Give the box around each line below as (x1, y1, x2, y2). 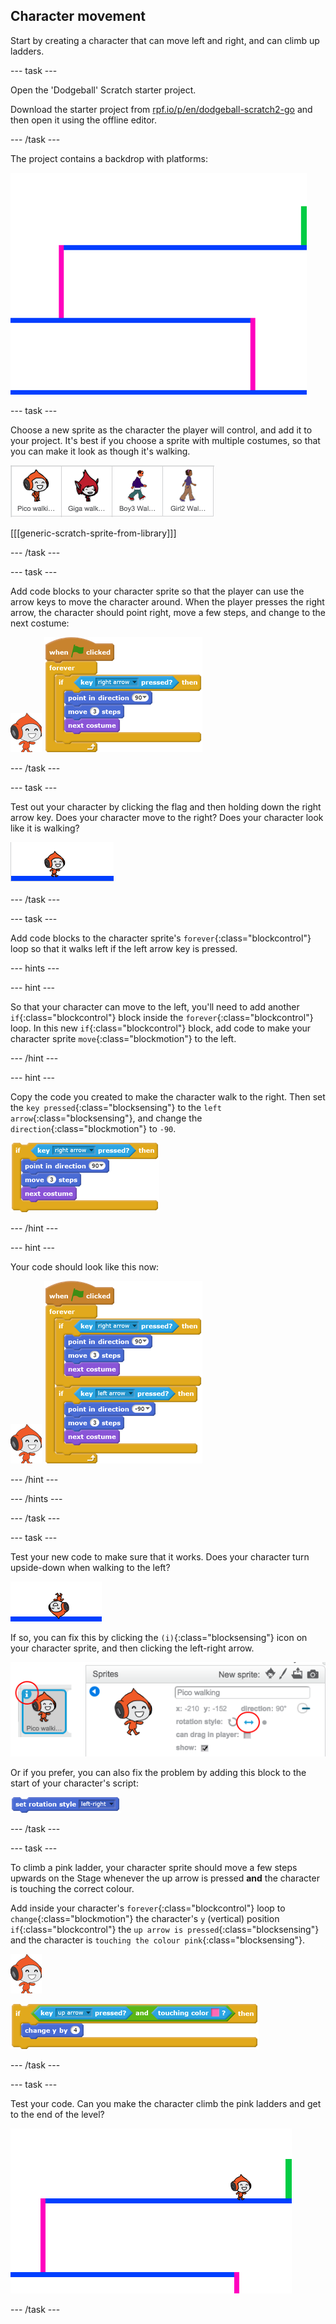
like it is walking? (10, 822, 80, 834)
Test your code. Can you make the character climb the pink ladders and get (10, 2098, 322, 2110)
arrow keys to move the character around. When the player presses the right (10, 595, 325, 608)
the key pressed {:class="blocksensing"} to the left (10, 1101, 222, 1113)
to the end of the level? (10, 2109, 105, 2121)
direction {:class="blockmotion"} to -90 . (10, 1122, 177, 1134)
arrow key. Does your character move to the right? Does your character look (10, 811, 324, 823)
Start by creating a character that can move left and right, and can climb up (10, 34, 320, 46)
